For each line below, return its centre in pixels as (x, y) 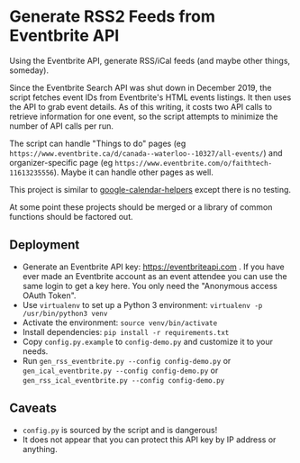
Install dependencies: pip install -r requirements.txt (126, 331)
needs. (35, 351)
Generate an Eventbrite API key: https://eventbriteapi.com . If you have (154, 267)
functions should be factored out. (71, 216)
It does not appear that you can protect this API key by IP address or (149, 440)
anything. (40, 449)
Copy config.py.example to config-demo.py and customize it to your (147, 341)
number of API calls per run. (62, 126)
